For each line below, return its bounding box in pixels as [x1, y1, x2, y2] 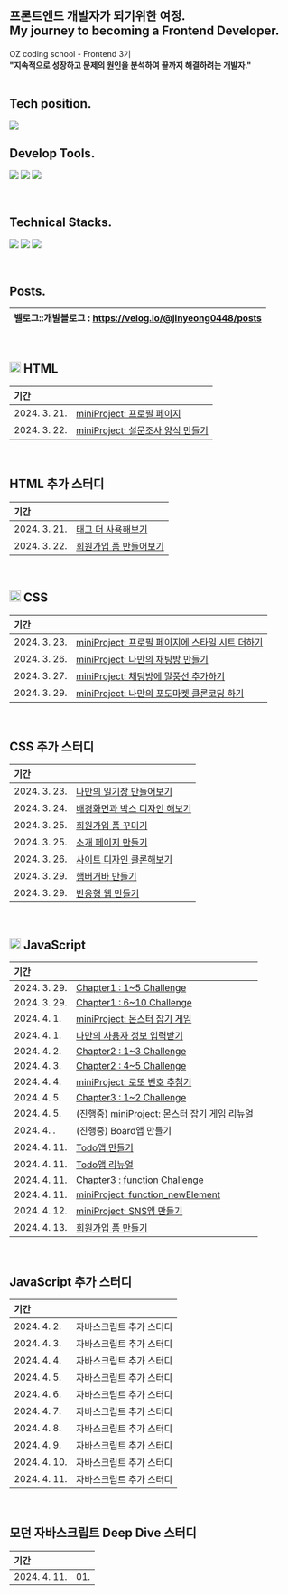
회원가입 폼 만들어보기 [76, 540, 164, 552]
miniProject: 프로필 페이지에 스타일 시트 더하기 [76, 636, 264, 648]
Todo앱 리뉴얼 [76, 1158, 134, 1171]
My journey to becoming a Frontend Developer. [9, 24, 280, 39]
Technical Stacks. [9, 214, 113, 230]
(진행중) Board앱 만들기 [76, 1125, 172, 1137]
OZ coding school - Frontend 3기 [9, 48, 132, 59]
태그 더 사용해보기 [76, 523, 148, 535]
